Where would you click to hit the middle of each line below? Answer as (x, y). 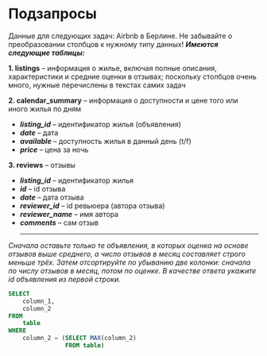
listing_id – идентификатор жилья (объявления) (100, 124)
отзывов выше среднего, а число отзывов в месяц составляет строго (127, 253)
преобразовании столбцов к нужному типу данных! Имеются (113, 44)
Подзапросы (52, 14)
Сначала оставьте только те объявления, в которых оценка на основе (128, 245)
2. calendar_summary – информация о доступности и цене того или (123, 100)
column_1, (39, 301)
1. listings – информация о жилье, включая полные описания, (112, 68)
